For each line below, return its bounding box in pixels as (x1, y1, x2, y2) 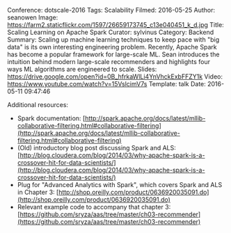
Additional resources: (7, 101, 68, 109)
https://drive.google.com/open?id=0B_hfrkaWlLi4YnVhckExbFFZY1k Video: (7, 72, 223, 81)
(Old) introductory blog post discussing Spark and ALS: (17, 144, 176, 152)
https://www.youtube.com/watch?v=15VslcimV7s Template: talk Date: (7, 80, 207, 88)
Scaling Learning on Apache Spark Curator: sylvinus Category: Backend (7, 28, 214, 36)
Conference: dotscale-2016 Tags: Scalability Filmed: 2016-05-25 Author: (7, 6, 216, 14)
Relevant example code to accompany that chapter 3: (17, 203, 171, 211)
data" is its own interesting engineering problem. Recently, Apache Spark (7, 43, 217, 51)
